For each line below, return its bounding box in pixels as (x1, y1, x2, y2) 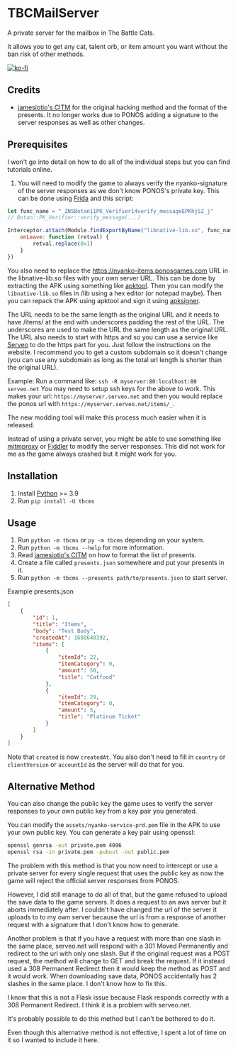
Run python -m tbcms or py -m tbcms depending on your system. (17, 536, 205, 545)
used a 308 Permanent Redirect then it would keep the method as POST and (7, 964, 230, 973)
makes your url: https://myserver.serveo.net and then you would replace (7, 392, 223, 400)
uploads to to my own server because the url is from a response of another (7, 913, 227, 922)
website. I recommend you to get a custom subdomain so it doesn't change (7, 348, 228, 356)
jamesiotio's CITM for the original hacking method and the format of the (17, 103, 227, 111)
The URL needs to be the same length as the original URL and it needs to (7, 310, 220, 319)
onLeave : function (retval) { (20, 234, 110, 241)
